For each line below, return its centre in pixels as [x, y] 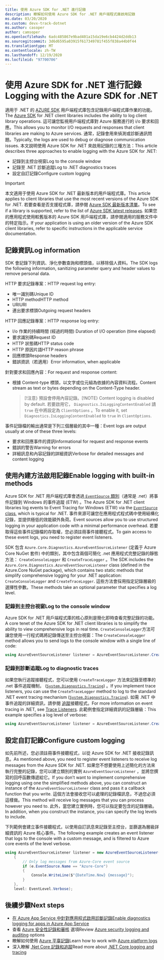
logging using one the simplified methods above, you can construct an [76, 783]
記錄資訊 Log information [43, 250]
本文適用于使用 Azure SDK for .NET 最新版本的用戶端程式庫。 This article [78, 193]
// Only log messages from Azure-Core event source [76, 862]
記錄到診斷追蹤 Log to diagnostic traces [52, 668]
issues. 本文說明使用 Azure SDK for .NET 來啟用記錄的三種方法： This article [81, 146]
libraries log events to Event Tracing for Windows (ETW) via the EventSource [81, 507]
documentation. [21, 234]
